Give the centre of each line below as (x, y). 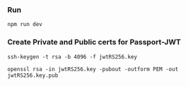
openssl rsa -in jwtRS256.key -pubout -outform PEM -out (93, 69)
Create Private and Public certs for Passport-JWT (94, 42)
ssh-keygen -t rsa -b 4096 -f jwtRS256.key (72, 57)
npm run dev (25, 25)
